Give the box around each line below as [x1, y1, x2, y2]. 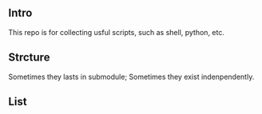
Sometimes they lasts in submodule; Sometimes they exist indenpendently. [8, 72, 255, 81]
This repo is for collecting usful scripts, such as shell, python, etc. [8, 27, 225, 37]
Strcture [8, 51, 50, 65]
